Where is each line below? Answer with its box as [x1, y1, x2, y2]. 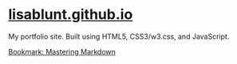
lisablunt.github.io [8, 6, 133, 24]
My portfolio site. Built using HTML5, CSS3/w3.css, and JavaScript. [8, 32, 230, 41]
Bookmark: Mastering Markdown [8, 47, 116, 56]
